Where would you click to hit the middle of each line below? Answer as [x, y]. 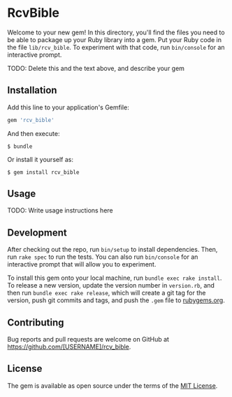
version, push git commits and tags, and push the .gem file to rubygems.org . [116, 300]
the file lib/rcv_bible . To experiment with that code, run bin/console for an [116, 47]
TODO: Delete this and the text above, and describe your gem [96, 68]
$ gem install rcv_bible [43, 172]
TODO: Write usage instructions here [60, 210]
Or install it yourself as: [40, 159]
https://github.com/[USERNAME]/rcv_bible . [69, 347]
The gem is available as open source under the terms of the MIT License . [113, 385]
